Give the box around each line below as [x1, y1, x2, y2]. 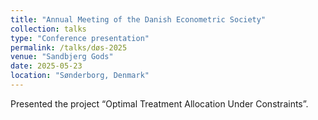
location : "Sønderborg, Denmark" [10, 71, 150, 81]
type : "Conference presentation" [10, 33, 150, 43]
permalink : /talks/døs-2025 [10, 42, 128, 53]
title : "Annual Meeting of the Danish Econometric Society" [10, 14, 267, 25]
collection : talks [10, 24, 87, 34]
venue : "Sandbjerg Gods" [10, 52, 114, 62]
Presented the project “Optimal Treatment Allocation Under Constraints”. [10, 97, 309, 110]
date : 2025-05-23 [10, 61, 83, 71]
